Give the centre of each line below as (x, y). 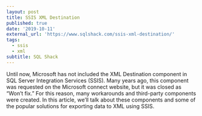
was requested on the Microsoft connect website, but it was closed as (94, 87)
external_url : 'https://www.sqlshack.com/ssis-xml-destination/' (90, 34)
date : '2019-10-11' (31, 29)
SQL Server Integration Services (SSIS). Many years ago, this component (98, 80)
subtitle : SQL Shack (32, 57)
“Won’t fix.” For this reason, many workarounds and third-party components (101, 93)
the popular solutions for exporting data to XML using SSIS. (80, 106)
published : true (27, 23)
